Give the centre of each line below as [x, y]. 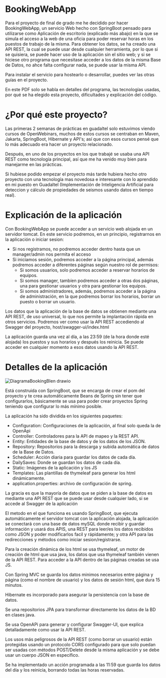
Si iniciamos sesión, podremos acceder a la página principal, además [83, 259]
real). [10, 195]
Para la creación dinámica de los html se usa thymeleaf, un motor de [75, 549]
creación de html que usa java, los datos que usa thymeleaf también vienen [82, 554]
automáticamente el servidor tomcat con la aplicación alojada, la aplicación [82, 518]
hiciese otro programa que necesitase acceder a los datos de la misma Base [83, 59]
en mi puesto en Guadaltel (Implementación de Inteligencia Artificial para [79, 184]
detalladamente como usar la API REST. [45, 629]
